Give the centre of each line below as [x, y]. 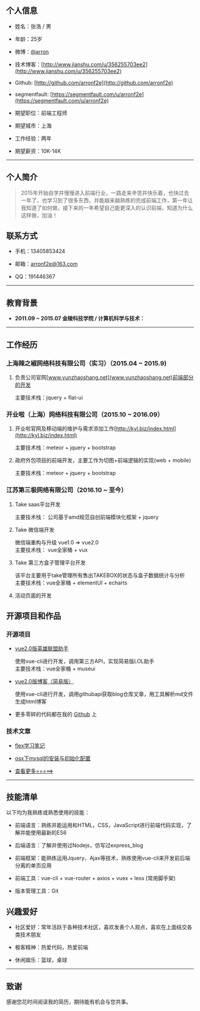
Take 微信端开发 [35, 529]
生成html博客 [31, 701]
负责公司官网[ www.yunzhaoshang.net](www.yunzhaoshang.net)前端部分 [104, 377]
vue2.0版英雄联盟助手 [42, 649]
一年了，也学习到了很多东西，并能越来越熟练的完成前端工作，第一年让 [107, 200]
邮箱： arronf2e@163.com [46, 264]
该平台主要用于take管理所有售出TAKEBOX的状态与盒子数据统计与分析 [100, 575]
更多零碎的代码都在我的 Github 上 [56, 714]
